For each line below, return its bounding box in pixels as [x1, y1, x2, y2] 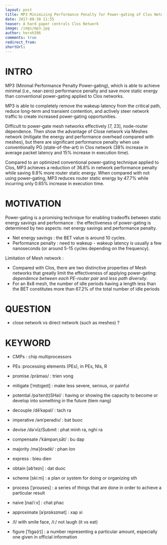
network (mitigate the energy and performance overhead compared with [5, 133, 154, 140]
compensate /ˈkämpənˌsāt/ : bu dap [12, 436, 84, 442]
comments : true [5, 35, 37, 40]
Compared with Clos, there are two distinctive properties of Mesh [12, 265, 147, 271]
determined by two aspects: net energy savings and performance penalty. [5, 225, 157, 231]
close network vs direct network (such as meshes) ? [12, 320, 120, 326]
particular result [12, 490, 45, 496]
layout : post [5, 7, 32, 12]
